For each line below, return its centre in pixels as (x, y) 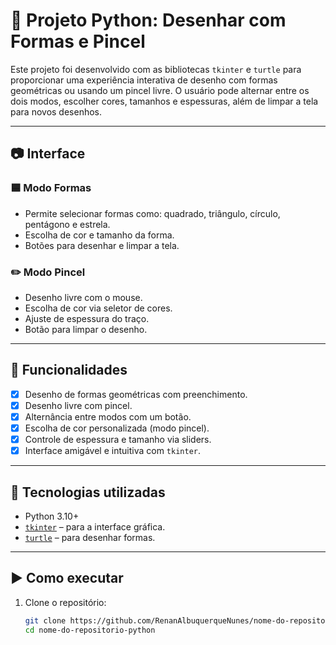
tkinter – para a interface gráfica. (95, 526)
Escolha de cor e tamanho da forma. (99, 235)
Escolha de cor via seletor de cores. (98, 308)
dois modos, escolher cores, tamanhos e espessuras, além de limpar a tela (164, 101)
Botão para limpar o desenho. (86, 329)
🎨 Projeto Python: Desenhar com (148, 20)
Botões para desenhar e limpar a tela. (102, 245)
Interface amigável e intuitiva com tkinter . (113, 451)
